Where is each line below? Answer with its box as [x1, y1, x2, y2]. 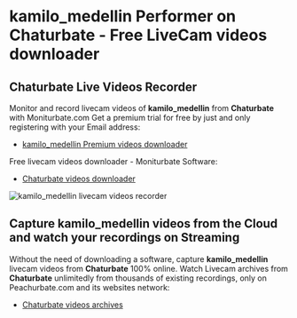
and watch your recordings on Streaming [9, 230, 240, 245]
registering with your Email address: [9, 122, 141, 132]
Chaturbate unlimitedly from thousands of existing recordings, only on [9, 273, 268, 283]
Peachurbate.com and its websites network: [9, 282, 170, 292]
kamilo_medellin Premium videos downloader [21, 139, 188, 149]
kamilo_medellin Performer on [9, 6, 237, 27]
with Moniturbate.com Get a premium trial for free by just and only [9, 113, 251, 123]
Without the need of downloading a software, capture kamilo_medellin [9, 253, 269, 264]
